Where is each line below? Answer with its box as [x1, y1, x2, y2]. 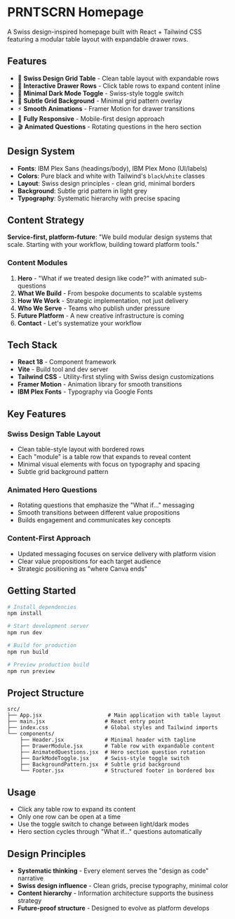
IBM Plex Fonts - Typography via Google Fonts [17, 387, 153, 396]
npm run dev [7, 629, 42, 636]
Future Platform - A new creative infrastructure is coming [17, 311, 184, 320]
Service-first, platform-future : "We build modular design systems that [7, 233, 213, 241]
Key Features [7, 408, 67, 420]
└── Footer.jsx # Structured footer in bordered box [20, 767, 215, 774]
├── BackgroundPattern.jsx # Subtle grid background [20, 761, 180, 769]
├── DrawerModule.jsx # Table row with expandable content [20, 743, 215, 750]
